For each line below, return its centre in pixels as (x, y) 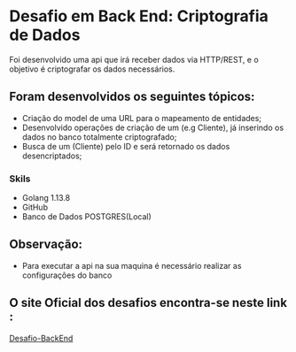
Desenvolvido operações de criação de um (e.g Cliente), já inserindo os (153, 127)
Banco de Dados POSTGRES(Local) (87, 217)
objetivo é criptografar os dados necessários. (92, 69)
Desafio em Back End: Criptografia (139, 16)
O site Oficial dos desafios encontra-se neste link (148, 303)
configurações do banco (67, 275)
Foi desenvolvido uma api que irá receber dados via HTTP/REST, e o (134, 59)
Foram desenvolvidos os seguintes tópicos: (132, 97)
